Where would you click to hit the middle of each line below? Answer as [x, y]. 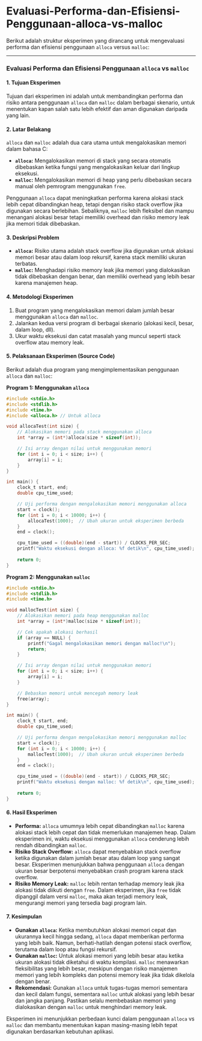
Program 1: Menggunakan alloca [48, 387]
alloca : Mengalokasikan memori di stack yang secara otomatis [93, 161]
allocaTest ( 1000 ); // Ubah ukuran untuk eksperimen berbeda [106, 521]
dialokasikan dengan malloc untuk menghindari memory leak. [91, 1007]
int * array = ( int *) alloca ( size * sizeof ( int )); [79, 438]
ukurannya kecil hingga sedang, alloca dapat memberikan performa [99, 937]
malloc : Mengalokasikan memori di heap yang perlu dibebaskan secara [103, 180]
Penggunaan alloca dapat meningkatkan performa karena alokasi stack [95, 198]
